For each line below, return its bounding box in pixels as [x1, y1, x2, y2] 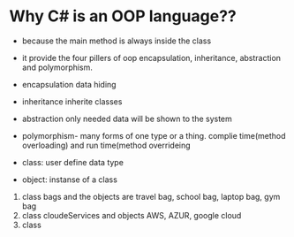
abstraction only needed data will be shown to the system [21, 113, 232, 124]
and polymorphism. [21, 62, 93, 73]
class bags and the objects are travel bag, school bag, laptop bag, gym [21, 191, 281, 202]
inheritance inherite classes [21, 96, 123, 107]
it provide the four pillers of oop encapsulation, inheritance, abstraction [21, 52, 281, 63]
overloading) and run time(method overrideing [21, 140, 192, 150]
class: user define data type [21, 157, 124, 167]
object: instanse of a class [21, 174, 117, 185]
